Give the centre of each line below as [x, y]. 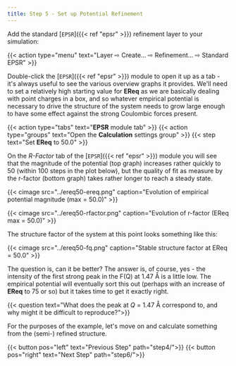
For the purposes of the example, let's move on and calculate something [112, 326]
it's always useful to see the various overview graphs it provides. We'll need [117, 83]
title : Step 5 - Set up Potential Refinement [75, 14]
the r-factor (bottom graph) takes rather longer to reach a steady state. [110, 178]
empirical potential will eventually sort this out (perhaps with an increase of [116, 284]
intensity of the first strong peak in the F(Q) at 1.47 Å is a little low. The [109, 276]
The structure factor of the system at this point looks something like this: [113, 234]
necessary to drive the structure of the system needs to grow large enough [116, 106]
